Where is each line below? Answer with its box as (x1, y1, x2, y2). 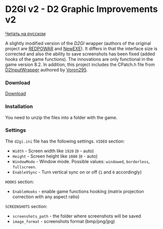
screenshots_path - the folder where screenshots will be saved (12, 213, 141, 219)
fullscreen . (12, 164, 36, 170)
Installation (5, 103, 33, 110)
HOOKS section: (5, 179, 34, 185)
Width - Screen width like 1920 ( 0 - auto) (12, 148, 94, 154)
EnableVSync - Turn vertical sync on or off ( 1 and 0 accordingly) (12, 169, 142, 175)
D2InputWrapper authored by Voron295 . (5, 66, 88, 73)
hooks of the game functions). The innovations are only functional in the (5, 56, 154, 62)
